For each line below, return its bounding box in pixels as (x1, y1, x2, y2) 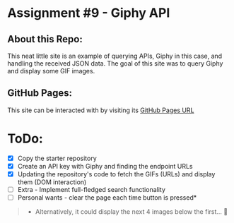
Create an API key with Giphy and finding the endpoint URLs (17, 162, 193, 170)
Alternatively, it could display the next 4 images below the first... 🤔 (35, 207, 228, 216)
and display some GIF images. (7, 67, 95, 75)
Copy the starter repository (17, 154, 97, 162)
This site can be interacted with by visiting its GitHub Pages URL (7, 106, 194, 114)
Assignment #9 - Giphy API (7, 5, 170, 21)
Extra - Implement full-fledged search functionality (17, 185, 166, 193)
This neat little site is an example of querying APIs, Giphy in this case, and (7, 52, 223, 60)
